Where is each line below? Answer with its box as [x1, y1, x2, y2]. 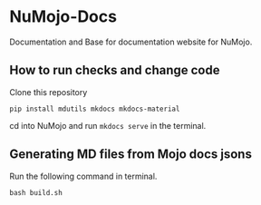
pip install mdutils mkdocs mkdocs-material [9, 104, 180, 113]
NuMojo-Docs [9, 6, 118, 27]
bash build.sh [9, 188, 63, 197]
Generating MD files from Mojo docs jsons [9, 147, 252, 162]
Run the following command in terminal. [9, 171, 158, 181]
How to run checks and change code [9, 63, 220, 78]
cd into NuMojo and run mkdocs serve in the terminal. [9, 120, 207, 131]
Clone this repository [9, 86, 88, 97]
